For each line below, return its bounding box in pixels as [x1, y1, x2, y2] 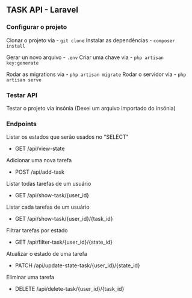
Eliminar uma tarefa [6, 274, 55, 281]
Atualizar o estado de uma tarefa [6, 250, 87, 258]
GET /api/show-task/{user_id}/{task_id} [14, 215, 113, 223]
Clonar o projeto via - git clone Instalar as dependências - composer [6, 36, 176, 44]
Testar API [6, 90, 38, 99]
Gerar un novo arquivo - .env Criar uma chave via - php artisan [6, 54, 164, 61]
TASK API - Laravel [6, 5, 78, 15]
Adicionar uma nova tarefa [6, 157, 72, 164]
